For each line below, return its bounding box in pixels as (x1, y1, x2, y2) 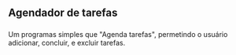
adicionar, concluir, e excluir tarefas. (8, 38, 126, 48)
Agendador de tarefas (8, 6, 118, 20)
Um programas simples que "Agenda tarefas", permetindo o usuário (8, 30, 228, 39)
